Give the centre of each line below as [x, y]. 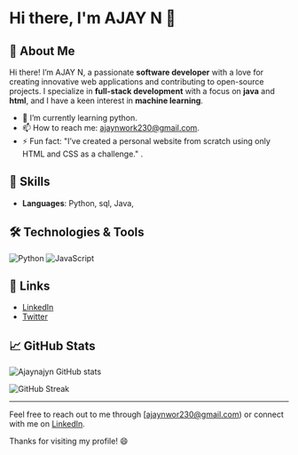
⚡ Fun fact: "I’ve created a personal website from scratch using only [146, 141]
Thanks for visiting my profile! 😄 [69, 441]
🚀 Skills [30, 182]
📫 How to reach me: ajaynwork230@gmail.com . [110, 128]
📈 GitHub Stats [52, 346]
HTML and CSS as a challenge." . [82, 154]
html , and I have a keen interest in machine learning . [106, 100]
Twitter [35, 317]
